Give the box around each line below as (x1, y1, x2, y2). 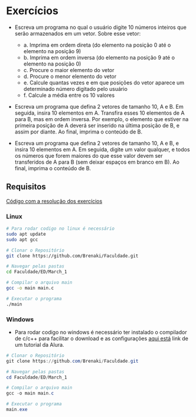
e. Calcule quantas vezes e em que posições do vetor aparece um (23, 79, 185, 86)
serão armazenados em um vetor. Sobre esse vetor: (14, 30, 141, 37)
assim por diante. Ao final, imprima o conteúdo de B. (14, 128, 143, 135)
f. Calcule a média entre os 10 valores (23, 92, 115, 99)
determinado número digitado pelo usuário (23, 85, 128, 92)
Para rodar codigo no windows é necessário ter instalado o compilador (14, 328, 187, 335)
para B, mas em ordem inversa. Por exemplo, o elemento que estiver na (14, 115, 189, 122)
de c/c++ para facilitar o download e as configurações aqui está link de (14, 335, 189, 342)
